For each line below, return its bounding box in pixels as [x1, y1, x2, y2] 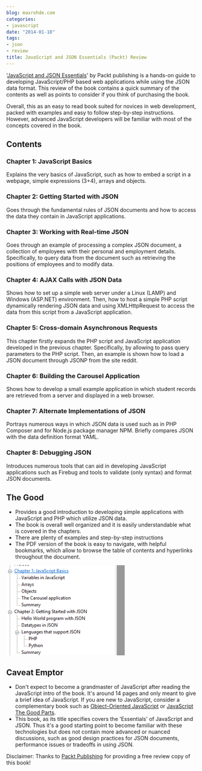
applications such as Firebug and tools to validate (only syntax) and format [6, 468, 192, 476]
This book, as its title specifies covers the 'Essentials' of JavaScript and [14, 715, 194, 723]
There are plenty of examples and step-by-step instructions [14, 534, 164, 541]
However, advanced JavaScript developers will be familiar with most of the [6, 115, 192, 122]
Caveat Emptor [6, 667, 64, 677]
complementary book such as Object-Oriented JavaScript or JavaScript [14, 703, 194, 710]
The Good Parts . [14, 709, 56, 716]
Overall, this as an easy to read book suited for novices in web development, [6, 103, 197, 110]
